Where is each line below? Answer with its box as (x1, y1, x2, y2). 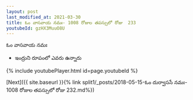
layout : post (6, 8, 39, 15)
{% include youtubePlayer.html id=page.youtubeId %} (6, 67, 138, 75)
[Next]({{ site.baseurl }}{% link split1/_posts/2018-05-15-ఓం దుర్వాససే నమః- (6, 79, 188, 86)
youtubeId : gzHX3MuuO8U (6, 25, 65, 31)
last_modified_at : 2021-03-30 (6, 14, 81, 20)
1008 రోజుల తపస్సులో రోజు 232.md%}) (6, 86, 95, 93)
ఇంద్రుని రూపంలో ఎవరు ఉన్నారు (14, 54, 82, 62)
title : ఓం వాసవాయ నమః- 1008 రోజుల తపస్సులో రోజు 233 (6, 20, 137, 25)
